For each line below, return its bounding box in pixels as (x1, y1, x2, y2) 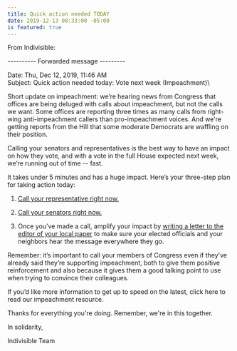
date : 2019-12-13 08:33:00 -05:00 (7, 17, 110, 24)
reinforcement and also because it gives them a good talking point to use (7, 266, 221, 275)
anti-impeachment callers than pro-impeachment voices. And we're (23, 115, 222, 123)
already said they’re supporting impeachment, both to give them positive (7, 258, 221, 268)
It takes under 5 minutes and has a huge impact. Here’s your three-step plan (7, 173, 231, 182)
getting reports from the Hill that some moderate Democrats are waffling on (7, 123, 229, 131)
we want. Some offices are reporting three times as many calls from (7, 108, 206, 116)
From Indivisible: (7, 44, 56, 52)
